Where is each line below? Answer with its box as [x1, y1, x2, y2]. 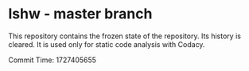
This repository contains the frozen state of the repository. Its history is [8, 31, 241, 41]
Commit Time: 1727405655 [8, 55, 97, 65]
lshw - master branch [8, 5, 153, 23]
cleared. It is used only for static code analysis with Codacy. [8, 39, 205, 49]
